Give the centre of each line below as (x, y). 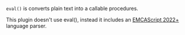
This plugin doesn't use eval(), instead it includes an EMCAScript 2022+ (92, 20)
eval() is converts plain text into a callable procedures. (72, 8)
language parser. (26, 26)
